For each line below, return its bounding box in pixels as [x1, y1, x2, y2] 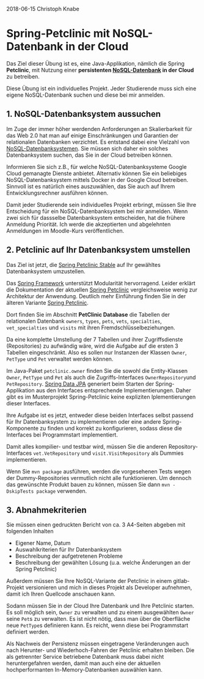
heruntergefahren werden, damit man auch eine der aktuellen [6, 659, 161, 667]
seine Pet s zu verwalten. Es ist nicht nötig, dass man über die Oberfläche [6, 615, 191, 623]
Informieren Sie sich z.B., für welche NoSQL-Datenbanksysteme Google [6, 163, 188, 170]
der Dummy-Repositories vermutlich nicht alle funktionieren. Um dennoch [6, 474, 192, 481]
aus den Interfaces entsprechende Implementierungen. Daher [35, 386, 191, 394]
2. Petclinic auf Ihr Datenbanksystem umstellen [6, 245, 191, 255]
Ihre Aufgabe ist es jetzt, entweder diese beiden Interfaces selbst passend [6, 411, 194, 419]
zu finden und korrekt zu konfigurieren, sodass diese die [39, 424, 182, 432]
